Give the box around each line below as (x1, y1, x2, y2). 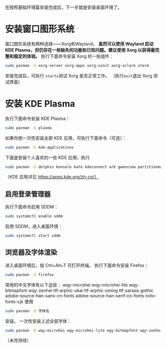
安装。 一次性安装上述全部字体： (5, 318, 72, 324)
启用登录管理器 (5, 190, 51, 198)
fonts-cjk (5, 298, 24, 304)
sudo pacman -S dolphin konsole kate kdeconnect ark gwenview (5, 164, 136, 170)
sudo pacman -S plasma (5, 125, 52, 130)
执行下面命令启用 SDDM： (5, 204, 58, 210)
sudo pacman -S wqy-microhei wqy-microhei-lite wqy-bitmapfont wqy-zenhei (5, 328, 163, 333)
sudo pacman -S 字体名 (5, 308, 50, 313)
